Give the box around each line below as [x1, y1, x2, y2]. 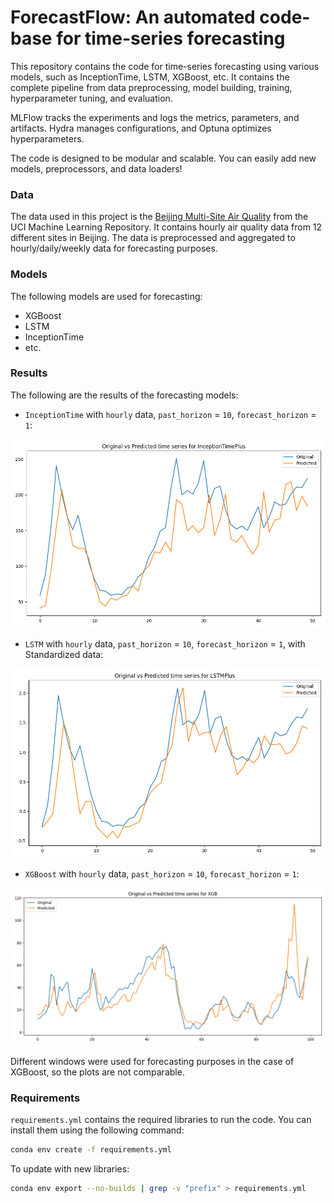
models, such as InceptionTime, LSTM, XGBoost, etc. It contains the [10, 71, 290, 83]
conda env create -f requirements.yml [10, 1144, 172, 1155]
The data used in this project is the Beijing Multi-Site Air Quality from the [10, 211, 309, 223]
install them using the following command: [10, 1124, 185, 1136]
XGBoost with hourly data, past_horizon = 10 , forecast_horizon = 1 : [24, 867, 300, 880]
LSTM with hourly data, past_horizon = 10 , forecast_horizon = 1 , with [24, 638, 306, 650]
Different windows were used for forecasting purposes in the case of [10, 1055, 295, 1067]
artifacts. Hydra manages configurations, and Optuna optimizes [10, 122, 272, 134]
